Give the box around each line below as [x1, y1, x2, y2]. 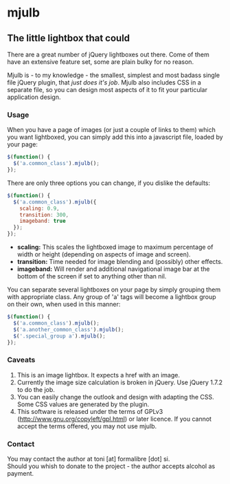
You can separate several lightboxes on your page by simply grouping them [7, 285, 221, 294]
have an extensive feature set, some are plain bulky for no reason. [7, 58, 194, 66]
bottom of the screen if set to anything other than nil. [16, 272, 167, 280]
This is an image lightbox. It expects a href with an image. [16, 371, 181, 379]
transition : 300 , [19, 211, 69, 218]
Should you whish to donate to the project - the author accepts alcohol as [7, 462, 216, 470]
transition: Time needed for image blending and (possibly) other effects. [16, 258, 223, 266]
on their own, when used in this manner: [7, 300, 121, 309]
